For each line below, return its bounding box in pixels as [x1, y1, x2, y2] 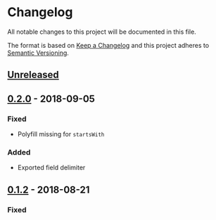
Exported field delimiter [17, 163, 86, 172]
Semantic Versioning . [7, 48, 69, 57]
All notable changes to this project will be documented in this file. [7, 27, 197, 36]
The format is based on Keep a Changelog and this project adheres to [7, 41, 210, 49]
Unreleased [7, 69, 60, 81]
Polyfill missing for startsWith [17, 130, 105, 138]
